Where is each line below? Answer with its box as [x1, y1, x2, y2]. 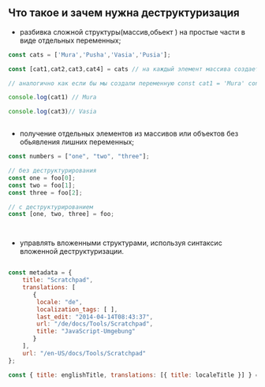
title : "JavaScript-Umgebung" [36, 327, 136, 336]
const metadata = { [8, 269, 73, 277]
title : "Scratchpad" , [22, 276, 93, 285]
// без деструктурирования [8, 167, 97, 175]
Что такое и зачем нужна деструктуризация [8, 6, 240, 20]
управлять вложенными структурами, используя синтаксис [19, 238, 222, 247]
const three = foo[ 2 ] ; [8, 188, 83, 196]
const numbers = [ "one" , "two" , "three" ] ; [8, 153, 150, 161]
